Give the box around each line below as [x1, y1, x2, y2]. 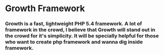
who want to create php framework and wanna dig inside [5, 38, 143, 45]
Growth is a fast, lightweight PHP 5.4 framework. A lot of [5, 20, 142, 27]
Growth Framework [5, 3, 85, 14]
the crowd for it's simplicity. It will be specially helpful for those [5, 33, 159, 39]
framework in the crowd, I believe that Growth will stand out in [5, 26, 156, 33]
